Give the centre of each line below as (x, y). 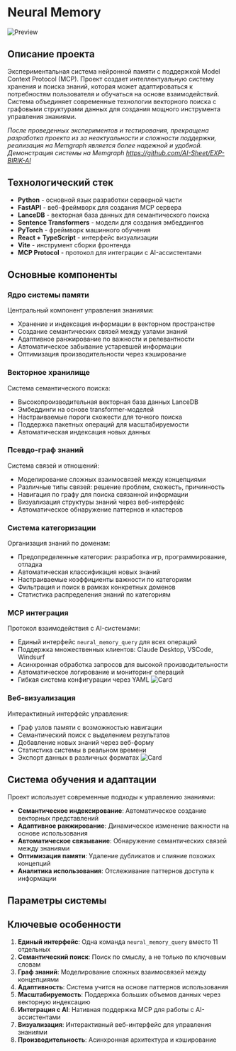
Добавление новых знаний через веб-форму (86, 742)
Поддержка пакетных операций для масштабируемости (103, 424)
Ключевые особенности (64, 924)
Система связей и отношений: (53, 466)
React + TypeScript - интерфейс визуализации (88, 237)
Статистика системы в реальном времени (82, 750)
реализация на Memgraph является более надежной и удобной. (105, 145)
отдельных (34, 949)
